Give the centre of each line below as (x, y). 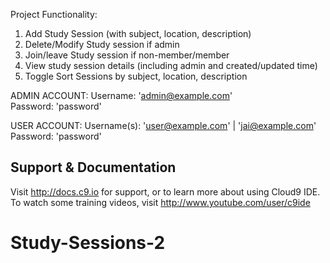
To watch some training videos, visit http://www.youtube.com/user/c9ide (160, 202)
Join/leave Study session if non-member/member (127, 55)
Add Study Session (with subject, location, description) (138, 33)
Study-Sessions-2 (88, 243)
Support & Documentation (93, 167)
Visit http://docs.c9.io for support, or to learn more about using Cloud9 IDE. (165, 191)
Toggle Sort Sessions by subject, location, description (136, 76)
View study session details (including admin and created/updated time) (171, 65)
